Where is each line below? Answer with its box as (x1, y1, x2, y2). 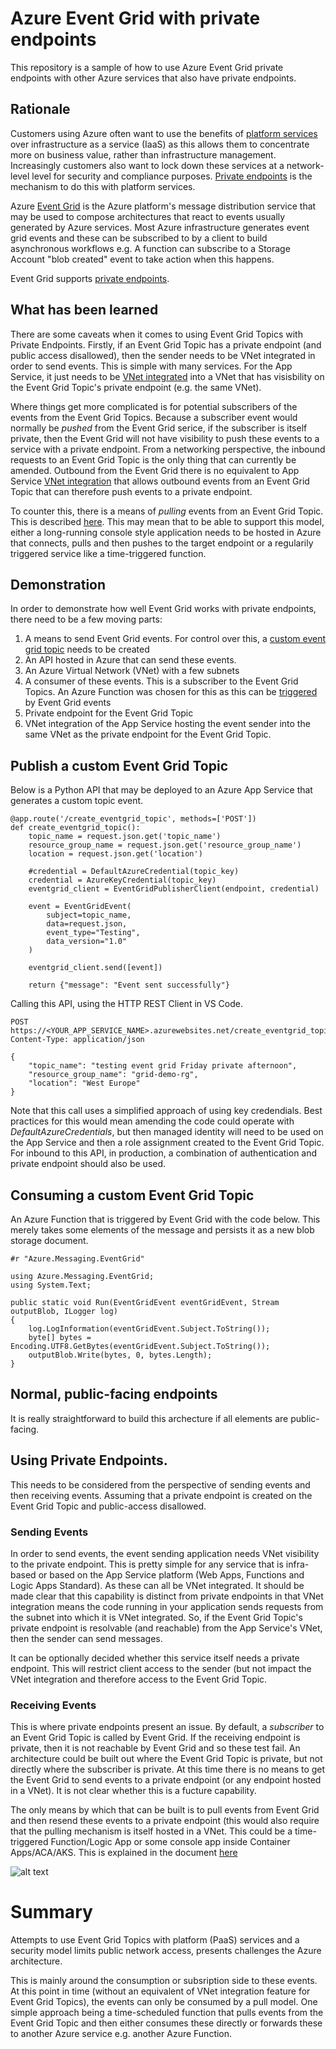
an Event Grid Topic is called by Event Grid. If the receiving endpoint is (10, 1732, 301, 1744)
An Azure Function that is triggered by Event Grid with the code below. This (10, 1213, 321, 1225)
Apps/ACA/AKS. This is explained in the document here (10, 1847, 238, 1859)
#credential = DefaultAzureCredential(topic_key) (28, 867, 240, 877)
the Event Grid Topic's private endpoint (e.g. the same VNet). (10, 381, 262, 393)
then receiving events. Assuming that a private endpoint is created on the (10, 1489, 313, 1501)
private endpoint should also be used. (10, 1158, 167, 1170)
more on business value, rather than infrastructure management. (10, 148, 277, 161)
